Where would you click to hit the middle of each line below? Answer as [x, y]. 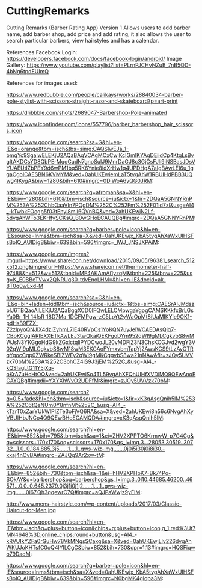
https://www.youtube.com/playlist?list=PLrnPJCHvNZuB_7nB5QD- [109, 65]
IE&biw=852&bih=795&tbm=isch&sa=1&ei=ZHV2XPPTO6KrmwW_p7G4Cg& [100, 436]
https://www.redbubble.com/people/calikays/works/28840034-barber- [95, 94]
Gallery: [16, 65]
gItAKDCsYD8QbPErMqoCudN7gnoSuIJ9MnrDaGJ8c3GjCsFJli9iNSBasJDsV [101, 161]
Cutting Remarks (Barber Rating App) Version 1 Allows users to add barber [98, 28]
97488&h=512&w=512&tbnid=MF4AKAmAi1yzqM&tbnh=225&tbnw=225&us [99, 273]
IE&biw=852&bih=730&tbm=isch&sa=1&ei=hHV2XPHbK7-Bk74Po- [89, 473]
